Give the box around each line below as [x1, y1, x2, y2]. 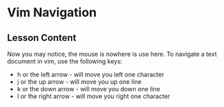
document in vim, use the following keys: [7, 57, 123, 65]
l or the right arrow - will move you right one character [16, 92, 171, 100]
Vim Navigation [7, 5, 97, 20]
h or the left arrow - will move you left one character [16, 70, 164, 78]
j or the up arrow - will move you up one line [16, 78, 142, 86]
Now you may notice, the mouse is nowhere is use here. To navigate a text [7, 50, 217, 58]
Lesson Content [7, 32, 77, 44]
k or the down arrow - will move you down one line [16, 85, 160, 93]
